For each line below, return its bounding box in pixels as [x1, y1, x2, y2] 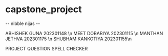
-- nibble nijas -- [5, 20, 40, 26]
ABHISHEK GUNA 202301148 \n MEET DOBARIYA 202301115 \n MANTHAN [5, 30, 163, 36]
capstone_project [5, 4, 82, 15]
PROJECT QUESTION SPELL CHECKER [5, 45, 88, 51]
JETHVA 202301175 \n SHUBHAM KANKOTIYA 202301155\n [5, 36, 132, 42]
